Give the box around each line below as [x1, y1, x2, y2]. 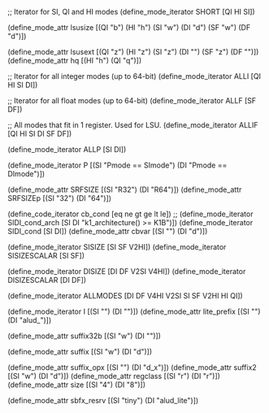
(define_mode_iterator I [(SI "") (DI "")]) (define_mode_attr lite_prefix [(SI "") [7, 306, 261, 316]
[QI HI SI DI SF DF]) [7, 129, 72, 138]
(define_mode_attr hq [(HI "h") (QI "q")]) [7, 56, 142, 65]
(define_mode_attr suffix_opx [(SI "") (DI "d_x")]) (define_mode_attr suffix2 [7, 363, 257, 372]
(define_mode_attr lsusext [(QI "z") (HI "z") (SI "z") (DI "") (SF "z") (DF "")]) [7, 47, 259, 56]
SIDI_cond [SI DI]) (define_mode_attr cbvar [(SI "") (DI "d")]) [7, 227, 208, 236]
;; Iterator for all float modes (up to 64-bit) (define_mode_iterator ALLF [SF [7, 96, 257, 105]
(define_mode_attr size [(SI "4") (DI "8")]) [7, 380, 146, 389]
